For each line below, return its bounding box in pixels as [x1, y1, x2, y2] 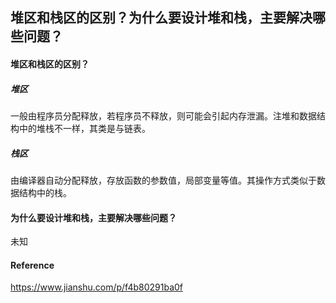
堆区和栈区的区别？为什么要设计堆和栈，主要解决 [10, 9, 313, 27]
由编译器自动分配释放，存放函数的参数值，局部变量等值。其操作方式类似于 [10, 174, 317, 186]
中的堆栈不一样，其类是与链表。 [18, 122, 151, 134]
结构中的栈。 [18, 186, 72, 198]
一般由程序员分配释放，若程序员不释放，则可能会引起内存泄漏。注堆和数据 [10, 109, 317, 122]
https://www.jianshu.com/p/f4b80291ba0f [10, 281, 184, 293]
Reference [10, 259, 55, 271]
